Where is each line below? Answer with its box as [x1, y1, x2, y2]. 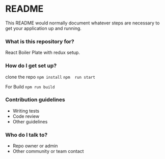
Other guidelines [12, 118, 48, 124]
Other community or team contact [12, 148, 84, 154]
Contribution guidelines [5, 96, 65, 103]
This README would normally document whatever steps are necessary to [5, 20, 160, 26]
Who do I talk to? [5, 131, 48, 138]
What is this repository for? [5, 38, 75, 45]
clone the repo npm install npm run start [5, 74, 96, 80]
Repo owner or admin [12, 143, 58, 149]
